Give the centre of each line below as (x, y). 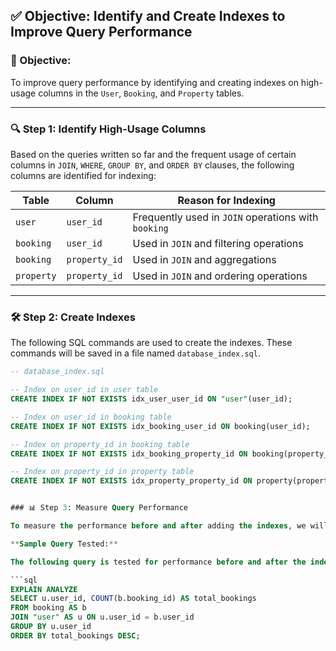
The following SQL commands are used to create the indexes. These (151, 343)
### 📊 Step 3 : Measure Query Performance (99, 508)
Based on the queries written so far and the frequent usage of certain (153, 154)
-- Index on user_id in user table (84, 390)
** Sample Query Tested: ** (64, 544)
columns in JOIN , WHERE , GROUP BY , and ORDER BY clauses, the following (152, 165)
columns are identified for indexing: (83, 175)
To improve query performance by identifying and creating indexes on (154, 82)
